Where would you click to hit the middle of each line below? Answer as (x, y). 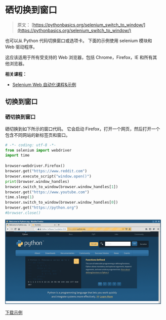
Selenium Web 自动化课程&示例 (44, 84)
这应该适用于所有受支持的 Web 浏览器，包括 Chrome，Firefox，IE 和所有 (79, 57)
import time (17, 156)
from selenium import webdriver (38, 150)
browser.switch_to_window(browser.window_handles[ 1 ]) (62, 187)
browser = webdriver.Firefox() (35, 166)
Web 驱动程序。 (21, 47)
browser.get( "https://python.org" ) (42, 208)
